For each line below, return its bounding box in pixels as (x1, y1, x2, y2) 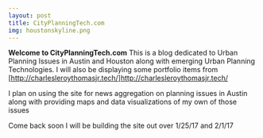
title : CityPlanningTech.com (8, 19, 105, 27)
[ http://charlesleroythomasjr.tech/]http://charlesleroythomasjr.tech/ (8, 73, 229, 83)
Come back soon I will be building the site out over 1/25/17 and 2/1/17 (8, 121, 234, 131)
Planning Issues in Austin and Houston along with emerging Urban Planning (8, 56, 256, 66)
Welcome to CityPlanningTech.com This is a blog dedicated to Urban (8, 48, 238, 58)
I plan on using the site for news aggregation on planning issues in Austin (8, 89, 248, 98)
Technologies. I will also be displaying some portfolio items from (8, 65, 219, 75)
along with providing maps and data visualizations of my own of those (8, 97, 238, 107)
